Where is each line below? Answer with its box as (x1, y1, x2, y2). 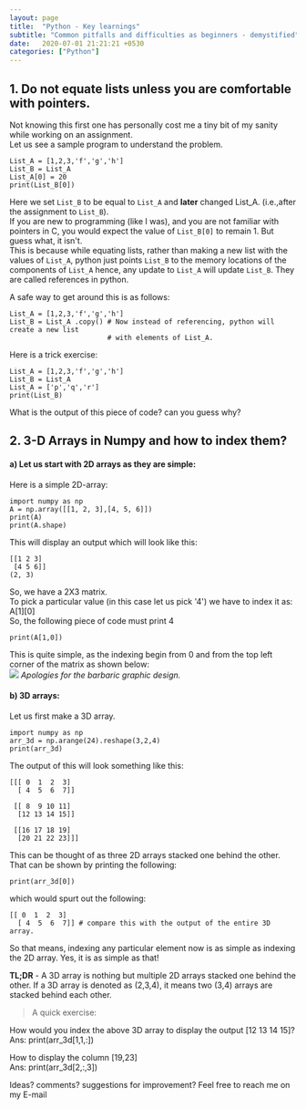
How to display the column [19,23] (9, 1052, 138, 1062)
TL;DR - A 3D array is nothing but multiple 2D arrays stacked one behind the (9, 969, 296, 980)
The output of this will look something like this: (9, 760, 184, 771)
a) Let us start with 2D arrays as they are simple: (9, 458, 197, 470)
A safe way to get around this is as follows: (9, 291, 170, 302)
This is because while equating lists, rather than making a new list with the (9, 244, 289, 255)
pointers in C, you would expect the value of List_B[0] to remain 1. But (9, 225, 275, 236)
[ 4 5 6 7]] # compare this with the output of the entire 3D (17, 918, 271, 928)
